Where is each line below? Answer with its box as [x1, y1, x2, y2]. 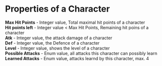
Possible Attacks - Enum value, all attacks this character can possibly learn [5, 50, 158, 56]
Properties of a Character [5, 3, 110, 15]
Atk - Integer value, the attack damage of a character [5, 35, 112, 41]
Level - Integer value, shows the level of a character [5, 45, 110, 51]
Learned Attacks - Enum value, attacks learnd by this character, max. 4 [5, 55, 149, 61]
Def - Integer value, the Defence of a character [5, 40, 100, 46]
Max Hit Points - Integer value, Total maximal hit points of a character [5, 19, 145, 25]
